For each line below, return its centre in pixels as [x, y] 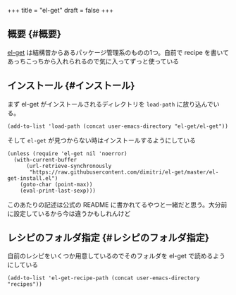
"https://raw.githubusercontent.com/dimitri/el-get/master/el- [124, 172]
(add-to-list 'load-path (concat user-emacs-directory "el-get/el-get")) [118, 126]
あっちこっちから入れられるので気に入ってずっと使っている [93, 61]
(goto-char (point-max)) [56, 184]
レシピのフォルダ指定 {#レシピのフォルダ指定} [108, 238]
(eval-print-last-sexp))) [58, 191]
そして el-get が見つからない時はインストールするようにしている [101, 140]
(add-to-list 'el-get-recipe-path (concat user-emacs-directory [104, 278]
